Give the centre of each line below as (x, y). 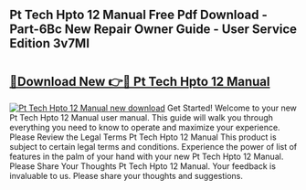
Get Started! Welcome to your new (232, 108)
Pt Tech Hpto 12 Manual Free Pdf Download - (138, 15)
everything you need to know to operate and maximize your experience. (145, 127)
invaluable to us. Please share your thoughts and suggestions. (127, 176)
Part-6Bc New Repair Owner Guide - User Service (153, 30)
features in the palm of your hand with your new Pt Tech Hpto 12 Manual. (147, 156)
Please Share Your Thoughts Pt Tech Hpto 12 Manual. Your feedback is (143, 166)
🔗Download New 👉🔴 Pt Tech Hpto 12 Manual (140, 81)
